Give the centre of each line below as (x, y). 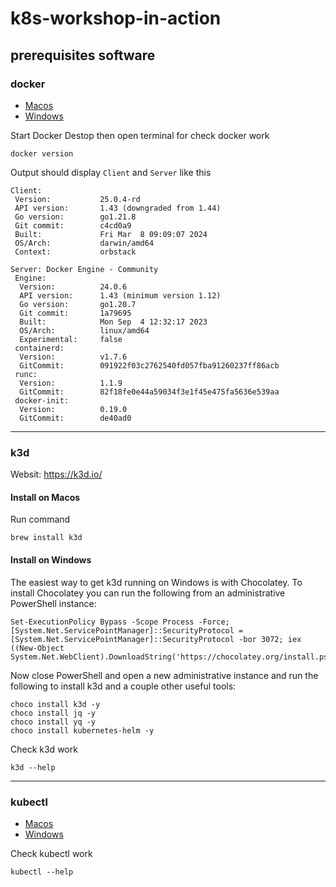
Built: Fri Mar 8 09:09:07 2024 (111, 234)
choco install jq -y (53, 713)
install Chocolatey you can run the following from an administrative (148, 593)
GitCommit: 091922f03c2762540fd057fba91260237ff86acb (149, 365)
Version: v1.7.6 (73, 357)
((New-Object (37, 648)
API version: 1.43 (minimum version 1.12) (120, 295)
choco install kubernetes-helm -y (82, 730)
